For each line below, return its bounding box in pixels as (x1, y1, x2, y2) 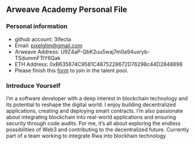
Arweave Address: (14, 48, 60, 55)
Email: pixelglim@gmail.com (14, 42, 83, 49)
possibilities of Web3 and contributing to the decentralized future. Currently (6, 126, 190, 133)
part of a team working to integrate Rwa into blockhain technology (6, 132, 166, 139)
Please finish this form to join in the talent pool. (14, 67, 129, 74)
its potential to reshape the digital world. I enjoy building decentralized (6, 101, 176, 108)
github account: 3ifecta (14, 35, 72, 43)
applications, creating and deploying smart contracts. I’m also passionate (6, 107, 183, 114)
